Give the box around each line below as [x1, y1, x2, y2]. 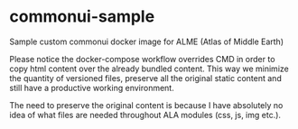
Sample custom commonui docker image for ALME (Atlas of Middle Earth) [9, 36, 284, 47]
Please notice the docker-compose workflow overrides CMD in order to [9, 53, 275, 64]
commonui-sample [9, 6, 155, 27]
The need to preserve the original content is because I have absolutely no [9, 99, 284, 110]
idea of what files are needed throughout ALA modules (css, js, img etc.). [9, 109, 282, 120]
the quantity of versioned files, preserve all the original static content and [9, 72, 282, 83]
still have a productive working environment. [9, 82, 174, 93]
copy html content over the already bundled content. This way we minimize [9, 63, 289, 74]
